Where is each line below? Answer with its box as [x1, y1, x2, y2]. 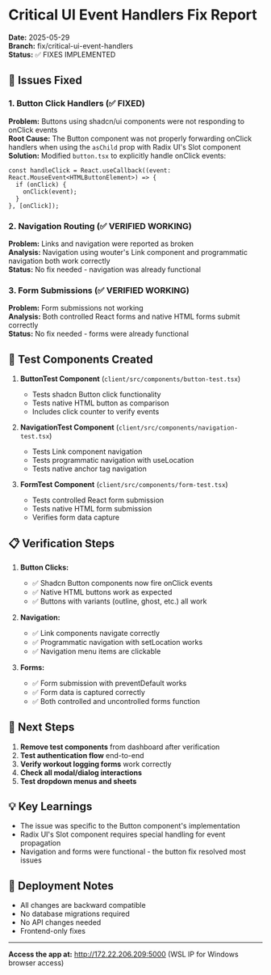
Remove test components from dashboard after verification [19, 742, 220, 752]
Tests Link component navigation [31, 447, 143, 456]
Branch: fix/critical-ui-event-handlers [8, 40, 134, 50]
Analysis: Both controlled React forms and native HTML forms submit [8, 312, 240, 321]
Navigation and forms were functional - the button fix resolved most [19, 847, 246, 857]
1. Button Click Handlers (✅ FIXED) [8, 98, 145, 109]
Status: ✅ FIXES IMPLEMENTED [8, 49, 116, 59]
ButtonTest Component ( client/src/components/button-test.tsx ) [19, 374, 240, 384]
